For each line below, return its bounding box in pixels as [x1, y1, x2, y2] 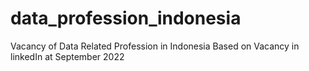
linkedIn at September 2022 [10, 50, 125, 62]
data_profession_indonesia [10, 7, 242, 30]
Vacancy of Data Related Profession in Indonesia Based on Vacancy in [10, 40, 300, 52]
